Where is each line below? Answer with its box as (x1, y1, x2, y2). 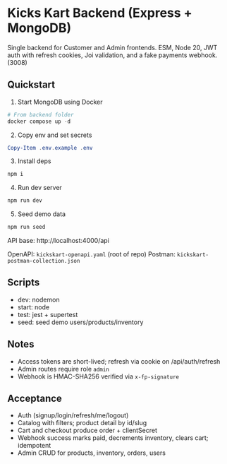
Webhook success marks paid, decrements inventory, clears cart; (17, 434, 209, 442)
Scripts (7, 277, 40, 289)
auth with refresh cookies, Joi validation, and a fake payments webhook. (7, 51, 218, 59)
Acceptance (7, 393, 62, 405)
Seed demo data (17, 210, 66, 218)
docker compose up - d (7, 118, 71, 125)
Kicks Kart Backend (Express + (7, 5, 192, 21)
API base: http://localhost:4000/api (7, 237, 109, 244)
